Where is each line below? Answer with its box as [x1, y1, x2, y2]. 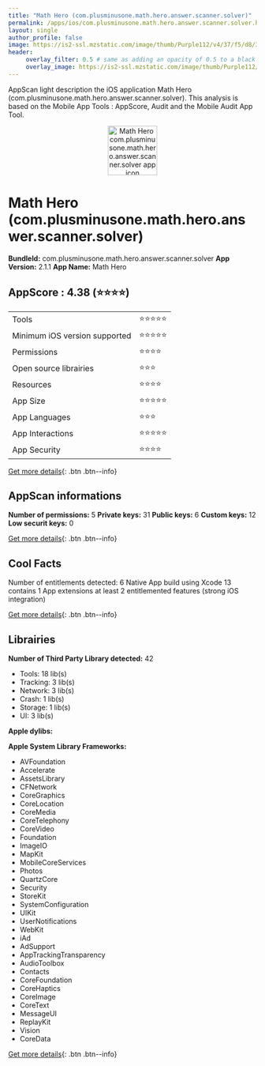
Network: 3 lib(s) [19, 685, 75, 695]
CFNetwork [19, 782, 58, 791]
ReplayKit [19, 1017, 51, 1026]
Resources [12, 379, 52, 390]
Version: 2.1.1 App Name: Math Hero [8, 262, 127, 271]
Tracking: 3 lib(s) [19, 677, 75, 687]
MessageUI [19, 1008, 58, 1018]
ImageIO [19, 841, 47, 850]
